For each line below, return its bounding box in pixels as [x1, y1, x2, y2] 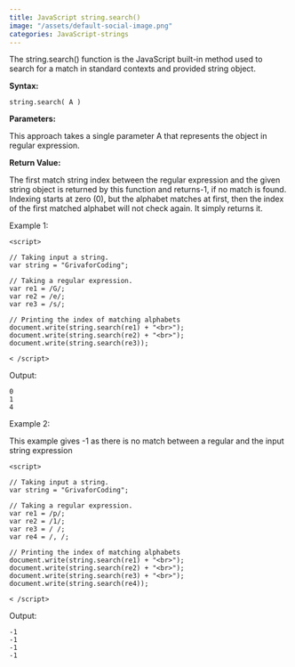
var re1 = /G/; [9, 284, 66, 294]
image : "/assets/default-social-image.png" [9, 21, 173, 30]
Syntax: [9, 81, 39, 92]
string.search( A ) [9, 98, 82, 107]
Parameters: [9, 113, 56, 125]
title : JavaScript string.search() [9, 12, 141, 22]
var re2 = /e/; [9, 292, 66, 301]
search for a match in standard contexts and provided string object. [9, 63, 256, 74]
